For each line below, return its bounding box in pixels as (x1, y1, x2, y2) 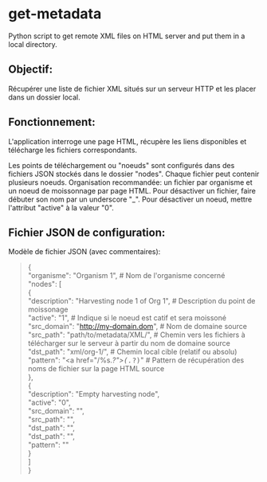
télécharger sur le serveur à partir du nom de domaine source (27, 339, 231, 348)
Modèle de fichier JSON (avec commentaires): (8, 247, 161, 257)
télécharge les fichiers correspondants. (8, 145, 138, 155)
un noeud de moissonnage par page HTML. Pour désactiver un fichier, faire (8, 186, 257, 195)
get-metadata (8, 5, 102, 23)
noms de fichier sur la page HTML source (27, 364, 165, 374)
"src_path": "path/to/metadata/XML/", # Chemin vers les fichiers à (27, 330, 245, 339)
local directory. (8, 39, 57, 49)
